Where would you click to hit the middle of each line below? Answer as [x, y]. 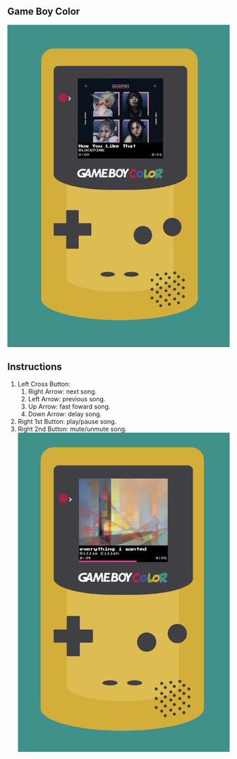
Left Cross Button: [44, 384]
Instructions [35, 367]
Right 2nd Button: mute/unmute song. [72, 429]
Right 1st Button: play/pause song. [67, 421]
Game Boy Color [44, 12]
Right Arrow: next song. [62, 391]
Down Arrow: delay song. [65, 414]
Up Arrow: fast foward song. [69, 406]
